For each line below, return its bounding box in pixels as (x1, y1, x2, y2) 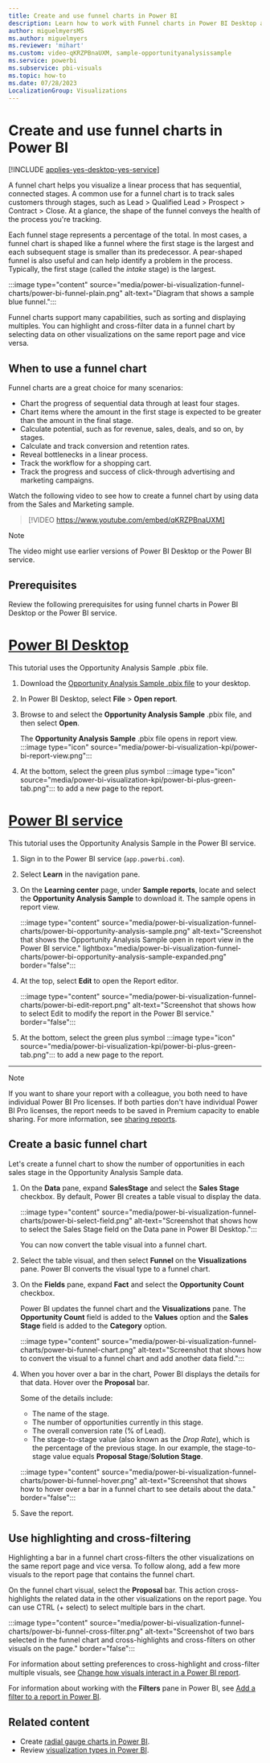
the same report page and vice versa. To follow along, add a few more (8, 1561, 241, 1571)
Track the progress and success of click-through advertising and (19, 467, 235, 477)
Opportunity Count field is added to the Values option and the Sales (19, 1312, 249, 1321)
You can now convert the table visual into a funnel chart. (19, 1239, 207, 1249)
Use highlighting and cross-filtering (8, 1531, 191, 1545)
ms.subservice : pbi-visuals (8, 64, 103, 72)
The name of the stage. (31, 1408, 110, 1418)
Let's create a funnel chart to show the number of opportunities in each (8, 1159, 245, 1169)
